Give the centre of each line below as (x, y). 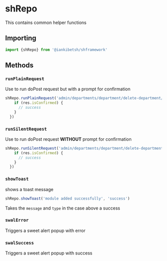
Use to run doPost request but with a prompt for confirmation (68, 89)
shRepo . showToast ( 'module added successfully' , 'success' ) (68, 198)
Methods (19, 65)
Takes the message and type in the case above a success (63, 208)
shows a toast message (29, 189)
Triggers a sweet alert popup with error (45, 231)
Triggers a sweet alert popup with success (49, 253)
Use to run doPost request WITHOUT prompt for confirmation (68, 139)
